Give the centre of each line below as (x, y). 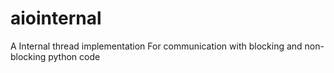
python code (74, 56)
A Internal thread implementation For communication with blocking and (156, 46)
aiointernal (56, 18)
